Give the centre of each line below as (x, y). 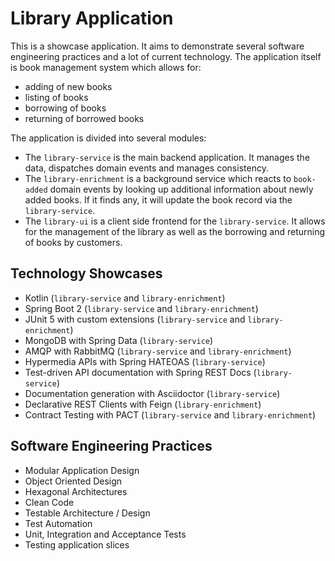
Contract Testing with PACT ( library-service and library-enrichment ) (170, 414)
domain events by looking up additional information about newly (181, 189)
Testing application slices (77, 544)
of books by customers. (73, 242)
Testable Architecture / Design (87, 513)
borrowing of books (65, 108)
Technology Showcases (86, 273)
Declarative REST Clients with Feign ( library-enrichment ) (143, 404)
